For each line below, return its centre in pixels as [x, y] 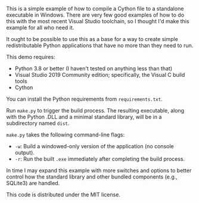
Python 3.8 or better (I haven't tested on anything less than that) [94, 68]
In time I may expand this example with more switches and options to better [99, 170]
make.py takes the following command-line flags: [66, 135]
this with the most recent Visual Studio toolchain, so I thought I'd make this [98, 21]
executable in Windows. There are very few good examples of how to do [95, 15]
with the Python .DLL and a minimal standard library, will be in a [84, 117]
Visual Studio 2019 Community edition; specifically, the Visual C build [100, 75]
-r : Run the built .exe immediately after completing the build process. [100, 159]
